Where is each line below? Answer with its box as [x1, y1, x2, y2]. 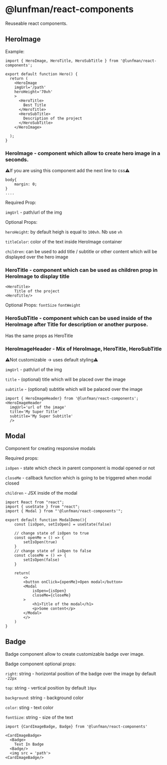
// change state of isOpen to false [14, 548, 92, 553]
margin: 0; [14, 182, 37, 187]
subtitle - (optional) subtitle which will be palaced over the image [5, 386, 143, 392]
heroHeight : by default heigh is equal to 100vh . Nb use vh [5, 229, 123, 235]
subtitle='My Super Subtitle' [10, 414, 73, 419]
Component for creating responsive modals [5, 445, 96, 451]
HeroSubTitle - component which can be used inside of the [5, 315, 152, 322]
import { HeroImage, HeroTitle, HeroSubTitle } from [5, 58, 119, 63]
